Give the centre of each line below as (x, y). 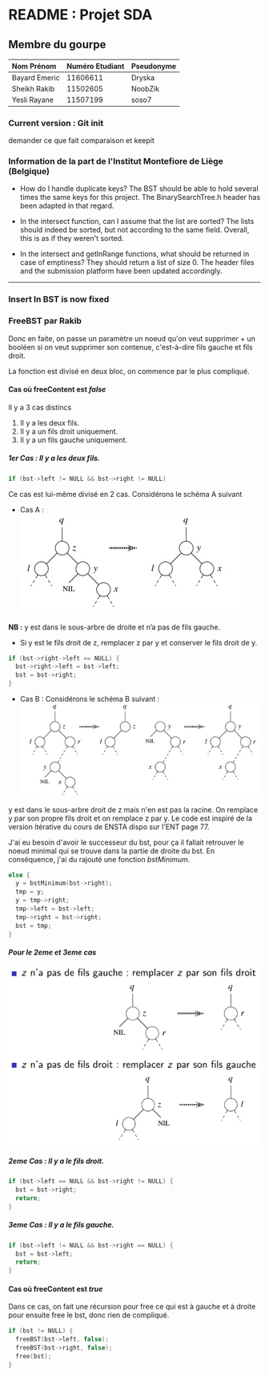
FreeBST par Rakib (45, 321)
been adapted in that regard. (67, 206)
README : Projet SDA (80, 15)
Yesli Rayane (33, 100)
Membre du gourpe (57, 45)
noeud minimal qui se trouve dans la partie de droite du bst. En (111, 851)
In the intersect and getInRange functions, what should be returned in (134, 254)
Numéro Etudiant (96, 66)
